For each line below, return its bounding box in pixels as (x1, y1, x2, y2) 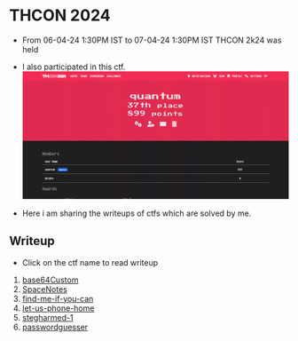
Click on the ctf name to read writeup (21, 257, 159, 267)
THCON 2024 (9, 5, 111, 26)
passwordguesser (21, 321, 89, 332)
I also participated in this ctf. (21, 61, 126, 72)
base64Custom (21, 274, 79, 285)
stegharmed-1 (21, 312, 74, 322)
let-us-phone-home (21, 303, 95, 313)
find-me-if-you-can (21, 293, 94, 304)
